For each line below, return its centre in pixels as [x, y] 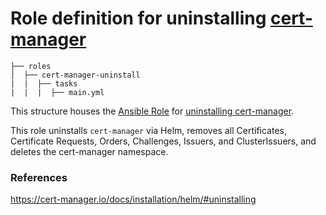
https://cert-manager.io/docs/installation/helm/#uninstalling [133, 199]
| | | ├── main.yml [57, 92]
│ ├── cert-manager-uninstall [75, 75]
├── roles [31, 66]
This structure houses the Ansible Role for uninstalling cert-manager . [152, 111]
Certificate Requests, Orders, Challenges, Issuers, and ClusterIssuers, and [163, 141]
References [39, 177]
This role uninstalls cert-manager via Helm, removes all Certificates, [148, 130]
